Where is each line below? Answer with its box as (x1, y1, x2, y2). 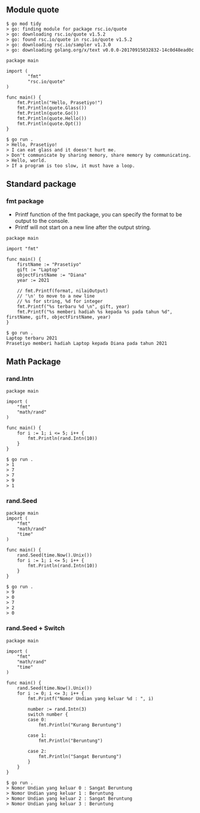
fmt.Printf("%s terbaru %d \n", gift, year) (17, 303, 130, 309)
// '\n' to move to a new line (17, 293, 95, 299)
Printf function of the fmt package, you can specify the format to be (14, 210, 183, 218)
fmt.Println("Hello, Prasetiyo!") (17, 99, 103, 106)
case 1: (28, 732, 47, 738)
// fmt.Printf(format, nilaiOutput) (17, 288, 109, 294)
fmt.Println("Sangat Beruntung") (38, 754, 122, 760)
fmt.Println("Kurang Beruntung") (38, 722, 122, 728)
